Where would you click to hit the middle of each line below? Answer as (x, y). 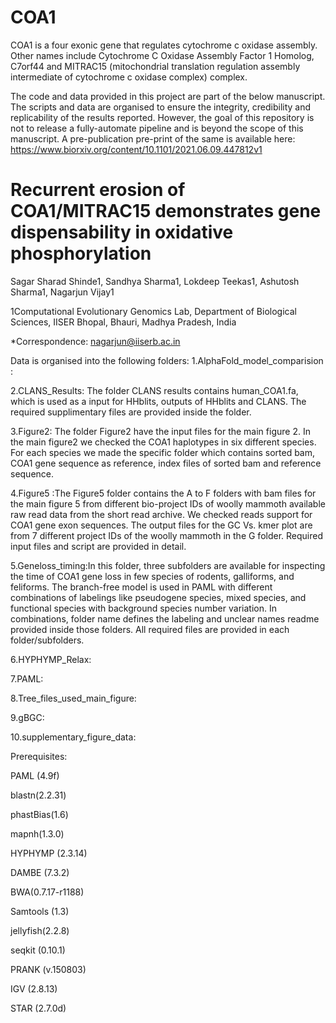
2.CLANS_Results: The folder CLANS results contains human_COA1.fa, (154, 390)
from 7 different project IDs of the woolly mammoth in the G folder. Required (167, 535)
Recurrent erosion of (98, 190)
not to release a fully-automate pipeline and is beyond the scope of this (157, 128)
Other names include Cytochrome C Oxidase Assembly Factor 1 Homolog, (162, 55)
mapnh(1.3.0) (37, 833)
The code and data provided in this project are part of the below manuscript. (168, 96)
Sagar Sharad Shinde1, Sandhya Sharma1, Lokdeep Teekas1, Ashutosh (155, 281)
